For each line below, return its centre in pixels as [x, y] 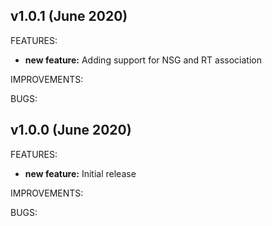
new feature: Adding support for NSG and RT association [143, 60]
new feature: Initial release [80, 173]
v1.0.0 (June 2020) [71, 130]
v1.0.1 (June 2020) [69, 16]
